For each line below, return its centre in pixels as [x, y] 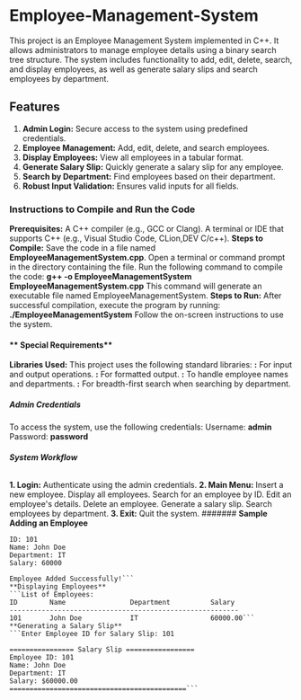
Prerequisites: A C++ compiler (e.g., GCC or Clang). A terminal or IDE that [147, 229]
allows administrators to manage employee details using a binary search [143, 49]
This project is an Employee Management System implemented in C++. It [144, 40]
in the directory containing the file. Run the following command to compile [146, 267]
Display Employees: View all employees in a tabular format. [133, 157]
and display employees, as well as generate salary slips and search [133, 69]
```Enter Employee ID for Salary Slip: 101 [92, 634]
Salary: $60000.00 [44, 681]
